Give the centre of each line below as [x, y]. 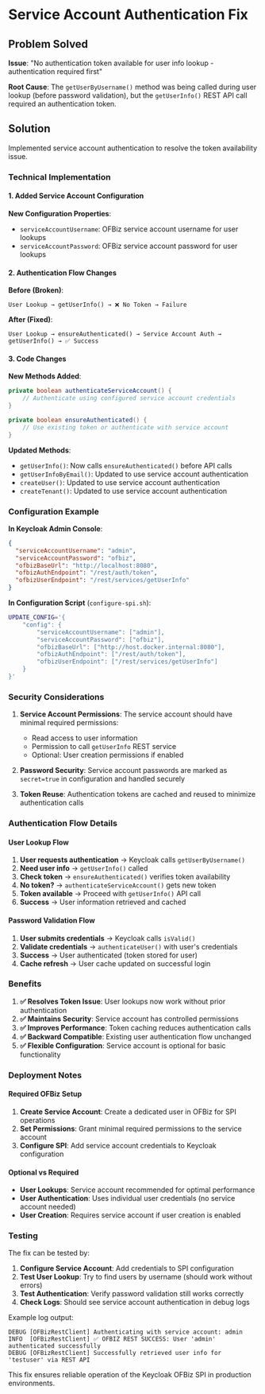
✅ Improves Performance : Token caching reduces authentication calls [135, 1027]
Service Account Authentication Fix [128, 15]
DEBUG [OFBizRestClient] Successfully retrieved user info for [115, 1353]
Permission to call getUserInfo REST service [104, 747]
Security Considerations [56, 697]
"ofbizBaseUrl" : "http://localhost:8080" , [86, 565]
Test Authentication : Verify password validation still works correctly [132, 1294]
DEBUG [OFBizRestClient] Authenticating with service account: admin [126, 1332]
